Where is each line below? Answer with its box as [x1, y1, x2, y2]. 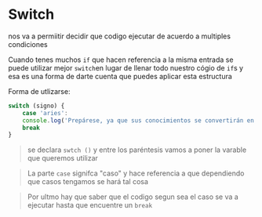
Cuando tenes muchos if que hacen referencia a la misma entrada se [8, 55, 234, 64]
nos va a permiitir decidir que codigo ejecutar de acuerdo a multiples [8, 31, 231, 41]
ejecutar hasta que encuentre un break [27, 201, 153, 210]
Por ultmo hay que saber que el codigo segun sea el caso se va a [27, 192, 239, 201]
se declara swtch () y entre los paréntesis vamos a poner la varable [27, 145, 247, 154]
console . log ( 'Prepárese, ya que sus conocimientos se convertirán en [22, 116, 255, 125]
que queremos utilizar [27, 154, 98, 163]
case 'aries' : [22, 109, 68, 117]
